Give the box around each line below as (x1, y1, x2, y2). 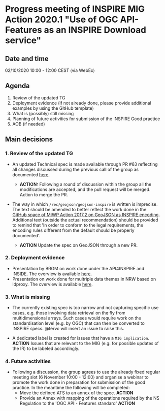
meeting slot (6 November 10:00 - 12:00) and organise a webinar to (12, 374, 149, 380)
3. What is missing (5, 293, 50, 300)
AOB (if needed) (12, 121, 45, 126)
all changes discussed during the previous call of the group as (12, 166, 139, 172)
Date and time (5, 54, 49, 63)
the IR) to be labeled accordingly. (12, 346, 80, 351)
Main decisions (5, 135, 53, 144)
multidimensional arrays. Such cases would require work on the (12, 315, 141, 321)
